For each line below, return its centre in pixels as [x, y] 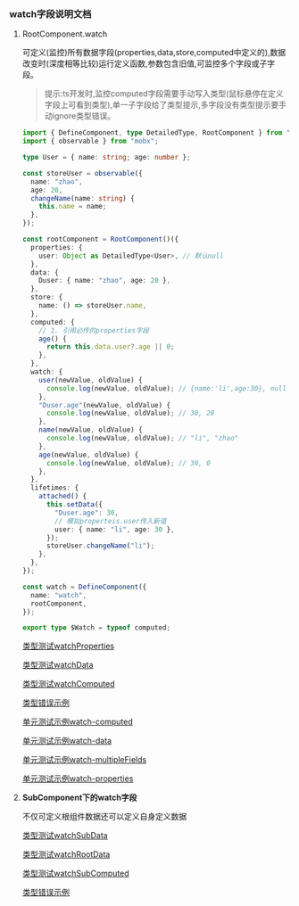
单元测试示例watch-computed [77, 722]
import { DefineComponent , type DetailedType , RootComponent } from [152, 133]
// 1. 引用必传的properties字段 [94, 330]
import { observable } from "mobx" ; [90, 141]
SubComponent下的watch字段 [79, 798]
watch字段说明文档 [50, 13]
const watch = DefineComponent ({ [84, 587]
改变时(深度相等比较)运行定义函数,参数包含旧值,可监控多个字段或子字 [149, 63]
